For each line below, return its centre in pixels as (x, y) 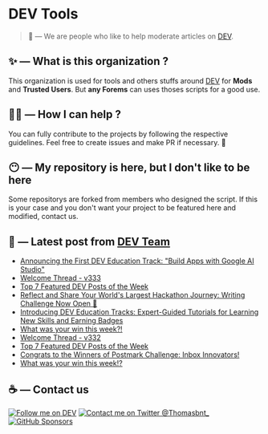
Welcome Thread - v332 (61, 338)
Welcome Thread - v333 (61, 278)
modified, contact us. (43, 217)
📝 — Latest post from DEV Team (89, 241)
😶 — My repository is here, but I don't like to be (129, 167)
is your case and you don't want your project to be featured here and (122, 208)
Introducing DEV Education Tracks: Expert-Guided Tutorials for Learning (139, 312)
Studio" (32, 270)
